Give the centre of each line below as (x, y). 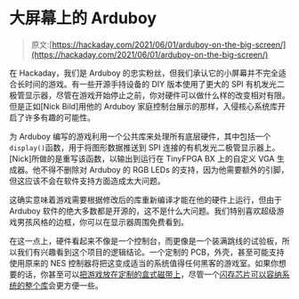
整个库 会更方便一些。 (64, 285)
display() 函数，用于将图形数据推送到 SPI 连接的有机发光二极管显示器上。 (145, 147)
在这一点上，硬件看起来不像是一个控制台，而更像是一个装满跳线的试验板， (145, 240)
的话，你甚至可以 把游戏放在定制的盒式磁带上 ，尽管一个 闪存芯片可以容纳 (149, 274)
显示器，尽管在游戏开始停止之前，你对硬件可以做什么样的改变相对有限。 (157, 95)
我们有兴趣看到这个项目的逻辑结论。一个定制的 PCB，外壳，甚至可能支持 (150, 252)
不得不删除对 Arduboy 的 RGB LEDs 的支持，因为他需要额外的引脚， (164, 169)
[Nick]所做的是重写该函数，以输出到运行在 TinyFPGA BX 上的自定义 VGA (142, 158)
